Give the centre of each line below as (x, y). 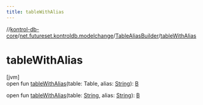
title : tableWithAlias (35, 12)
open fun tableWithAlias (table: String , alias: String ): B (73, 95)
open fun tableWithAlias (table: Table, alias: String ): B (72, 83)
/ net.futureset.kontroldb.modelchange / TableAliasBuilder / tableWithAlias (107, 36)
